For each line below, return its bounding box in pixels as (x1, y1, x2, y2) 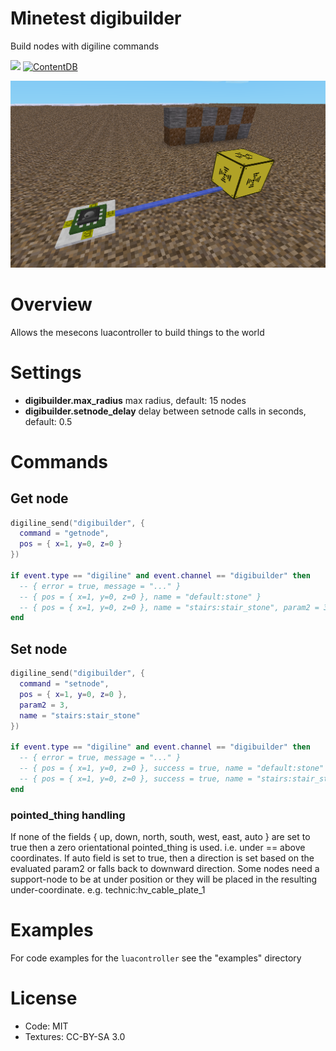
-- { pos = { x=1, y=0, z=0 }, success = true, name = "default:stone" (19, 763, 325, 773)
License (10, 987, 78, 1010)
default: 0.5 (24, 415, 73, 427)
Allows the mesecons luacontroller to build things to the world (10, 326, 265, 338)
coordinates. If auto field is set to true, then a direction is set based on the (10, 852, 315, 864)
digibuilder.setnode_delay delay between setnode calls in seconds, (24, 405, 307, 417)
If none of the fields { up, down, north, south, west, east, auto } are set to (10, 830, 311, 842)
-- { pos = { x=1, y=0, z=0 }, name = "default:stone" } (19, 592, 262, 602)
